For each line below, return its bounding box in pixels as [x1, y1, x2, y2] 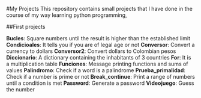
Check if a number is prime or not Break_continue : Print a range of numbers [6, 73, 195, 80]
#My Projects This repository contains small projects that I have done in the [6, 5, 193, 12]
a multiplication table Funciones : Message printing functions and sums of [6, 60, 188, 67]
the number [6, 86, 35, 93]
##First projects [6, 23, 46, 30]
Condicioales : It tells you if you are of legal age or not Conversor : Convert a [6, 41, 195, 48]
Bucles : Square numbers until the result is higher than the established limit [6, 35, 191, 41]
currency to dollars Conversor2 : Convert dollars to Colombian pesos [6, 47, 176, 55]
